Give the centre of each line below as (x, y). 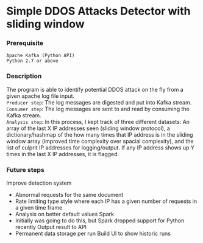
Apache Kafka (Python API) (41, 56)
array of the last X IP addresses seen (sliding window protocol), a (88, 128)
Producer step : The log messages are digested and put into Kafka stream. (99, 102)
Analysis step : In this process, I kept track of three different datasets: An (98, 122)
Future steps (25, 169)
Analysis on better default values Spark (65, 214)
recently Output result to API (51, 227)
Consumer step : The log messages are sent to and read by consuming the (98, 109)
